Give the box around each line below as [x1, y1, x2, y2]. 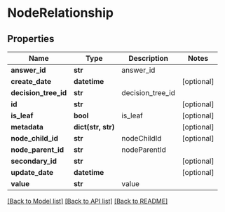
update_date [11, 168, 54, 177]
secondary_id [11, 156, 57, 166]
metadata [11, 122, 43, 132]
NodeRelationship [7, 5, 114, 21]
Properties [7, 33, 55, 45]
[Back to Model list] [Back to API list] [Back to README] [7, 197, 168, 205]
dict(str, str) [73, 122, 115, 132]
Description [128, 54, 169, 63]
